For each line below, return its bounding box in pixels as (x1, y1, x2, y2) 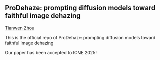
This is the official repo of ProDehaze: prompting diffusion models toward (5, 34, 156, 40)
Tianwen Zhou (5, 25, 35, 31)
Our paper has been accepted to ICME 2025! (5, 49, 97, 55)
